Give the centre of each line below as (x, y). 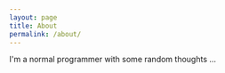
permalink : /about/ (45, 34)
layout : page (33, 17)
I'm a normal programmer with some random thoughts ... (112, 60)
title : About (33, 26)
